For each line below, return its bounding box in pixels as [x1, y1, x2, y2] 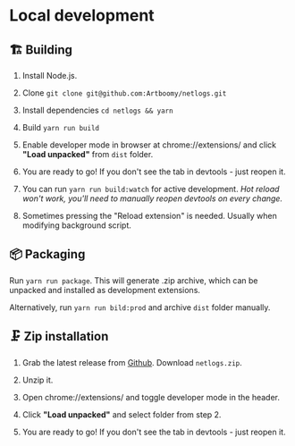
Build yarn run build [21, 122, 100, 132]
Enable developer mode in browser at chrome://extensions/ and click [21, 139, 277, 150]
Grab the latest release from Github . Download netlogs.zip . [21, 357, 243, 367]
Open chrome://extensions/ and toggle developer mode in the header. [21, 391, 280, 402]
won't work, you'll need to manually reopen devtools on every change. [21, 193, 283, 204]
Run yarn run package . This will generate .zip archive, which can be [9, 274, 258, 286]
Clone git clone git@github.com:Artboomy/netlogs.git [21, 88, 227, 98]
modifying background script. [21, 220, 132, 231]
